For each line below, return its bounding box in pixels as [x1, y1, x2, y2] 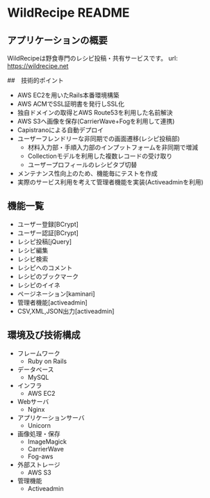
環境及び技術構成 [7, 329, 81, 342]
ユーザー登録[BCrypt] [17, 220, 79, 228]
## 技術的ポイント [7, 77, 64, 84]
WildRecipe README [7, 5, 130, 21]
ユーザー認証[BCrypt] [17, 228, 79, 237]
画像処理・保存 [17, 429, 60, 437]
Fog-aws [27, 452, 54, 460]
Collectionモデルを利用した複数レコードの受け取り [27, 152, 172, 160]
